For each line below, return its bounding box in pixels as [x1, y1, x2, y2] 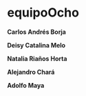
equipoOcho [7, 5, 79, 21]
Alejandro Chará [7, 68, 55, 76]
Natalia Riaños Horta [7, 54, 67, 63]
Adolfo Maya [7, 81, 45, 89]
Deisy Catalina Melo [7, 41, 66, 49]
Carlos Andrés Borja [7, 28, 67, 36]
